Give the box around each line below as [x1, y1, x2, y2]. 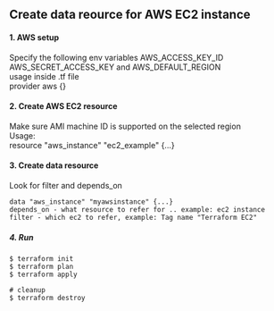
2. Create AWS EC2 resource [9, 101, 118, 112]
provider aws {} [9, 80, 67, 91]
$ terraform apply [9, 270, 78, 279]
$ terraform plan [9, 262, 74, 271]
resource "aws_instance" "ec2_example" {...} [9, 139, 176, 150]
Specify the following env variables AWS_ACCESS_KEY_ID [9, 52, 224, 63]
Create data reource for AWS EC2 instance [9, 7, 252, 22]
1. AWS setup [9, 31, 60, 43]
